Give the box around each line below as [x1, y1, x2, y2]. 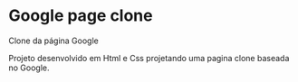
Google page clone [8, 5, 153, 26]
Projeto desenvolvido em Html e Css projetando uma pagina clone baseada [8, 52, 290, 63]
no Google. [8, 62, 51, 73]
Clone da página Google [8, 35, 99, 46]
